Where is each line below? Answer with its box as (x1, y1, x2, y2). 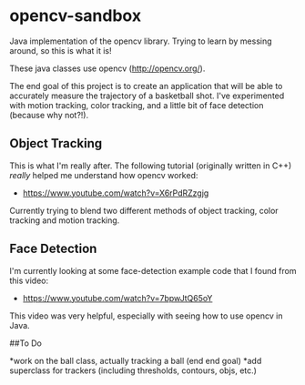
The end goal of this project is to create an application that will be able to (9, 80, 283, 91)
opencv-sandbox (9, 5, 142, 26)
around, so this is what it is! (9, 45, 112, 56)
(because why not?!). (9, 109, 89, 120)
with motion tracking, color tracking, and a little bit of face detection (9, 99, 264, 110)
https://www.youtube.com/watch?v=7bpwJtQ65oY (22, 292, 213, 303)
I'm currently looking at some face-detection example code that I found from (9, 265, 297, 276)
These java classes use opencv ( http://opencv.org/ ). (9, 63, 206, 74)
